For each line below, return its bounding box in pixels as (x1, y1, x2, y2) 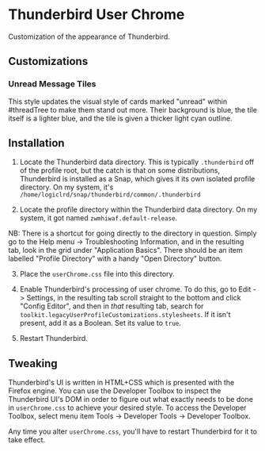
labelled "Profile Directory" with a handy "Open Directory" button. (8, 254, 223, 263)
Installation (8, 136, 65, 150)
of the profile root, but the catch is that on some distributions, (19, 166, 221, 175)
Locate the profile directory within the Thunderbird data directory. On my (19, 204, 258, 215)
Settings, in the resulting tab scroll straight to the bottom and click (26, 293, 241, 303)
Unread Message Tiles (8, 78, 97, 90)
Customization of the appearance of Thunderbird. (8, 32, 170, 41)
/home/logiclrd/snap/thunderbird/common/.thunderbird (19, 191, 201, 199)
